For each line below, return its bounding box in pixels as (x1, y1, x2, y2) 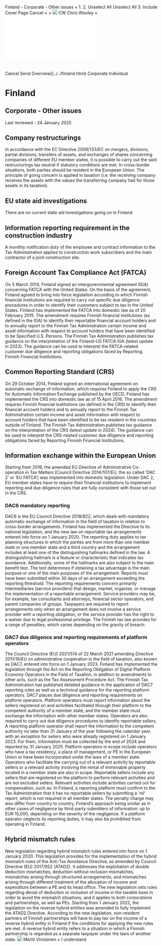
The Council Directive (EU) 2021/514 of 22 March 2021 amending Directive (5, 651, 153, 657)
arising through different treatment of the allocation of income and (5, 879, 137, 885)
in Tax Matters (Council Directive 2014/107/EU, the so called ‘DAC (25, 470, 156, 475)
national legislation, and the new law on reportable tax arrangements (5, 529, 142, 535)
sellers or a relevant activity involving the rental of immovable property (5, 764, 146, 770)
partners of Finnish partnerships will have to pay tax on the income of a (5, 915, 147, 921)
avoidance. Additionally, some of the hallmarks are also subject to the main (5, 559, 154, 565)
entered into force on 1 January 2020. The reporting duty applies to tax (5, 534, 147, 540)
